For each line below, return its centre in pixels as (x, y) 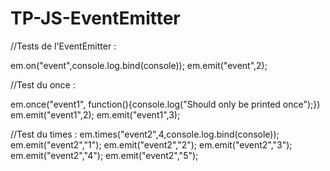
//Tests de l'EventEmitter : (63, 46)
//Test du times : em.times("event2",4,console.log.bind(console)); (145, 134)
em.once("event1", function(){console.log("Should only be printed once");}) (165, 104)
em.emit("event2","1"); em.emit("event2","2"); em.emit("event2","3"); (151, 144)
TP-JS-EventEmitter (95, 18)
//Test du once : (43, 84)
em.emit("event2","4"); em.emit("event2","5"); (104, 155)
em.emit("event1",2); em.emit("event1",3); (95, 114)
